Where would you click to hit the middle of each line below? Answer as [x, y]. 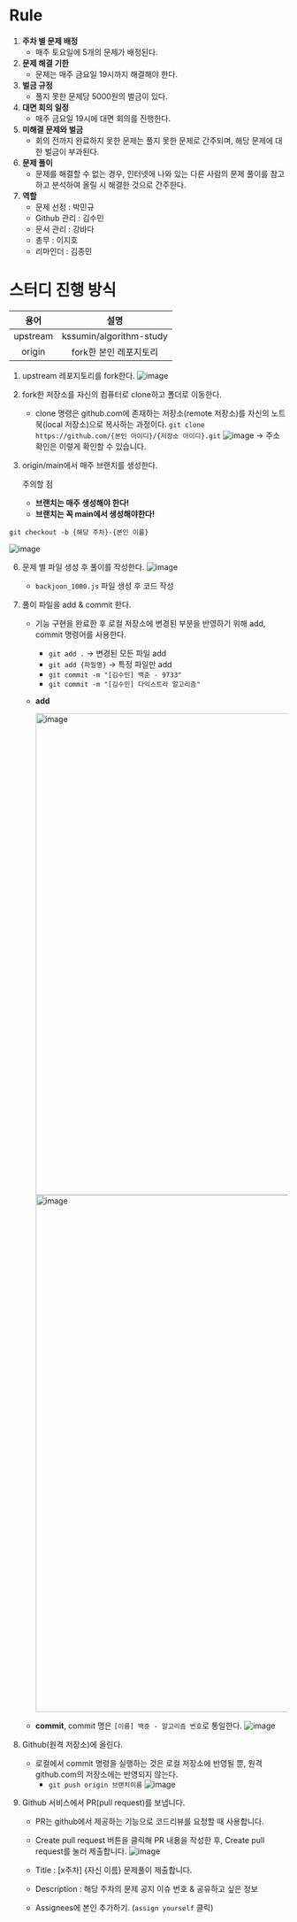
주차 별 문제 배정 [49, 41]
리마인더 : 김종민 [64, 251]
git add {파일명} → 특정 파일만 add [110, 664]
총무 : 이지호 [56, 240]
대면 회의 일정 [45, 107]
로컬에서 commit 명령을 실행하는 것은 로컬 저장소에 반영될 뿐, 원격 [148, 1763]
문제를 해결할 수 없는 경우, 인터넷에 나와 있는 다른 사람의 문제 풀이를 [152, 173]
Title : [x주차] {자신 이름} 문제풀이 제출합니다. [114, 1870]
